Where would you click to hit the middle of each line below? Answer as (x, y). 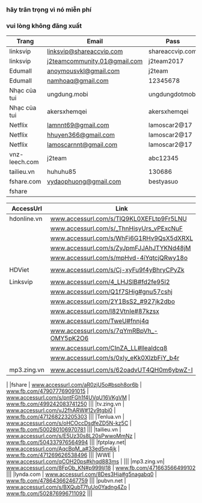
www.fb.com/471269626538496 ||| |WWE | (60, 455)
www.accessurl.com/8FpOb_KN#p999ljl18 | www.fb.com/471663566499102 (101, 468)
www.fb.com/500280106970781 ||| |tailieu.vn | (64, 430)
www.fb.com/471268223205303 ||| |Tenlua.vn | (66, 417)
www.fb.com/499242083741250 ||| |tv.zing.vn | (66, 404)
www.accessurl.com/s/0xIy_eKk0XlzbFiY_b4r (115, 358)
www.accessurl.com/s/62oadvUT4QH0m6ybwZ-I (121, 370)
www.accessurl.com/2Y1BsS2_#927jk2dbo (113, 301)
